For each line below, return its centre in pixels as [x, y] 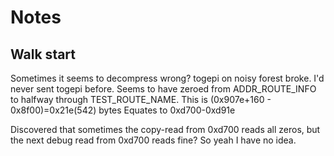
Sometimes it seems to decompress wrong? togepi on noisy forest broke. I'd [167, 78]
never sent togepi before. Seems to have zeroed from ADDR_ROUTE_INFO [163, 89]
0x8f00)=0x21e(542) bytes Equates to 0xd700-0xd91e [123, 110]
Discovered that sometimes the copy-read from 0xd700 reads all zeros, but [165, 129]
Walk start [43, 54]
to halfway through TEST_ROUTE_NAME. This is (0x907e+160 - [141, 99]
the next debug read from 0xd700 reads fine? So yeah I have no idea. [153, 140]
